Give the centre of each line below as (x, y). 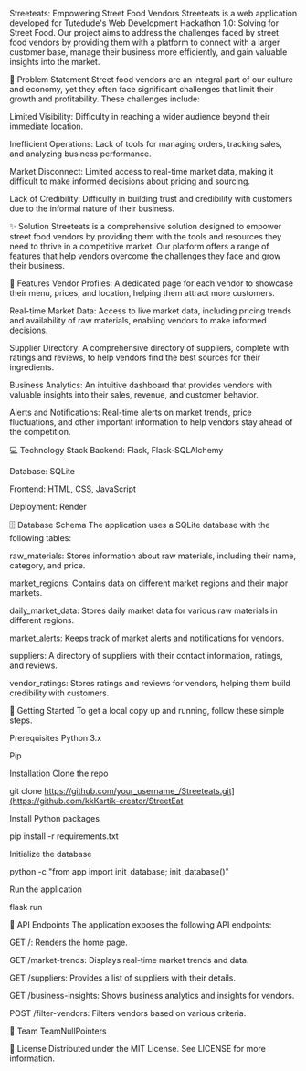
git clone (26, 791)
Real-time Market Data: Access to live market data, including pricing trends (151, 311)
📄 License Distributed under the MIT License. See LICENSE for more (138, 1049)
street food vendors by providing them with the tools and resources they (146, 236)
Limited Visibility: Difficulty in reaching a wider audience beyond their (140, 117)
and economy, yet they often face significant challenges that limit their (142, 89)
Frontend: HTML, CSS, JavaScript (73, 489)
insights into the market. (55, 62)
